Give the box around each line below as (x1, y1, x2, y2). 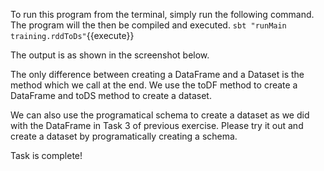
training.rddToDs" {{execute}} (10, 30, 135, 41)
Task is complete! (10, 150, 83, 161)
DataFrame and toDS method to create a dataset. (10, 90, 212, 101)
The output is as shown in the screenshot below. (10, 49, 210, 61)
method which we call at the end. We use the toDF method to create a (10, 79, 298, 91)
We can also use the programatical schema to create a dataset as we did (10, 109, 310, 121)
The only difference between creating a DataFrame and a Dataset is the (10, 69, 305, 80)
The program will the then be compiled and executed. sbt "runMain (10, 19, 287, 31)
